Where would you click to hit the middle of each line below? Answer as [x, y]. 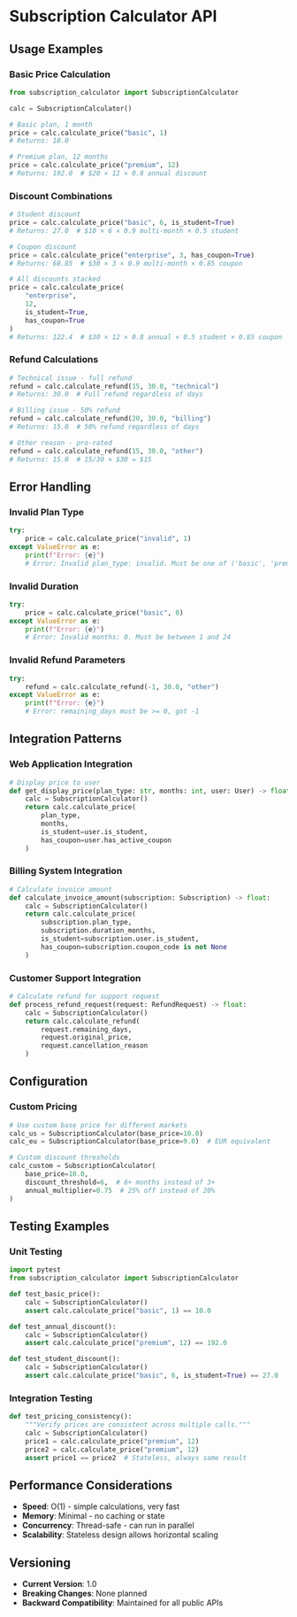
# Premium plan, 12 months [59, 157]
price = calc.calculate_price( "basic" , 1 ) [88, 133]
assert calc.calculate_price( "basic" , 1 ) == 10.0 [118, 1311]
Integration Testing [51, 1398]
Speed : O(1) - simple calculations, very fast [101, 1506]
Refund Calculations [54, 360]
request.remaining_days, [87, 1029]
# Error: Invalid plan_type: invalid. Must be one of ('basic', [146, 563]
